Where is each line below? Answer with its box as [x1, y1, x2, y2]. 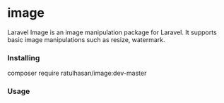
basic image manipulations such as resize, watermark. [7, 35, 165, 43]
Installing [7, 53, 40, 62]
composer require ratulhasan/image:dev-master [7, 69, 147, 78]
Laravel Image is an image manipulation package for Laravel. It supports [7, 28, 217, 36]
